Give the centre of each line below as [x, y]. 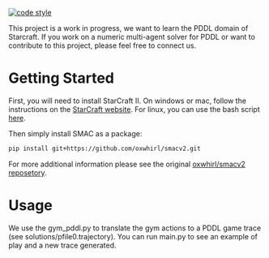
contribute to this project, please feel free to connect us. [102, 45]
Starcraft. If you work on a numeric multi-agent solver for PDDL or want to [132, 37]
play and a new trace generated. [62, 245]
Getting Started [62, 78]
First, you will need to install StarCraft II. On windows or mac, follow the [128, 101]
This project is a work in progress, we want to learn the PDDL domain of [128, 28]
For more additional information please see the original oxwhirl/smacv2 [127, 164]
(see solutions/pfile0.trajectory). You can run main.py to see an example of [133, 236]
